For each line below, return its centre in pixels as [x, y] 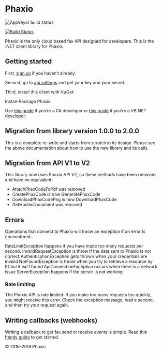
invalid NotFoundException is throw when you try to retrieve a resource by [79, 261]
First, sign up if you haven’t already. [41, 73]
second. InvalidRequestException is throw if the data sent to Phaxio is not [78, 251]
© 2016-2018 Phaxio [25, 347]
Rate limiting [20, 284]
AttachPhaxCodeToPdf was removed [49, 189]
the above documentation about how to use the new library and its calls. [77, 148]
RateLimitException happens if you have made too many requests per [74, 246]
